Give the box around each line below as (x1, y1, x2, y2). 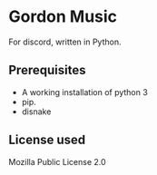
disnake (21, 106, 52, 117)
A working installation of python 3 (21, 86, 149, 97)
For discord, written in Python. (8, 36, 122, 47)
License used (8, 132, 86, 148)
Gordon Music (8, 6, 118, 27)
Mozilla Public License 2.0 (8, 156, 106, 167)
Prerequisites (8, 63, 86, 78)
